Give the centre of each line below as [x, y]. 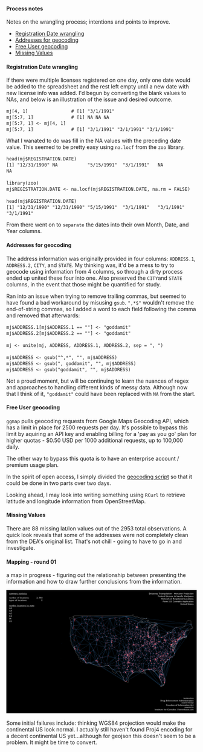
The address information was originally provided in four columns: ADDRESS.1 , [101, 259]
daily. [13, 447]
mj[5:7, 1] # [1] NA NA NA [58, 117]
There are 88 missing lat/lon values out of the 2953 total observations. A [96, 529]
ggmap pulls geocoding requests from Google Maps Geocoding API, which [98, 421]
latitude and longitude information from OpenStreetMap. [76, 501]
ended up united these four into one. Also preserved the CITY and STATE [94, 278]
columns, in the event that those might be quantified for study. [84, 284]
